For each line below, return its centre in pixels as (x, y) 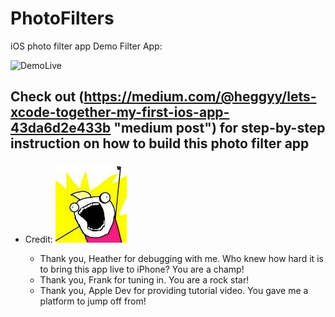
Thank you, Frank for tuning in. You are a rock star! (144, 279)
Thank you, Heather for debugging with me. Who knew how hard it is (181, 258)
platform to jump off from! (93, 301)
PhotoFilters (62, 18)
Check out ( (47, 97)
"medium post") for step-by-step (219, 128)
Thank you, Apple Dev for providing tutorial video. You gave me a (174, 290)
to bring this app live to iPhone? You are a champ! (142, 269)
